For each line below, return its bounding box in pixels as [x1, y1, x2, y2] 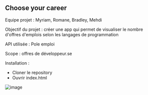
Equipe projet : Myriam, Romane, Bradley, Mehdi [5, 17, 102, 23]
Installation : [5, 60, 30, 66]
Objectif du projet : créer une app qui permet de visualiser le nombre [5, 26, 143, 32]
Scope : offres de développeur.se [5, 50, 72, 56]
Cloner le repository [12, 70, 53, 75]
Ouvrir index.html [12, 74, 47, 80]
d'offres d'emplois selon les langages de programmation [5, 31, 119, 37]
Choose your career [5, 4, 67, 12]
